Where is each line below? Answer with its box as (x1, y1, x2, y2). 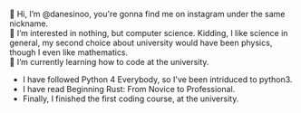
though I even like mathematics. (9, 47, 129, 58)
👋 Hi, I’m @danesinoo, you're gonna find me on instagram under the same (9, 9, 286, 19)
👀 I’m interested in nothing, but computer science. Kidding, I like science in (9, 28, 288, 38)
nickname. (9, 18, 48, 29)
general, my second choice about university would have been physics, (9, 37, 273, 48)
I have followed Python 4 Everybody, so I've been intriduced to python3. (22, 74, 293, 85)
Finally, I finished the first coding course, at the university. (22, 93, 239, 104)
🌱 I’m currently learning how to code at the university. (9, 57, 209, 67)
